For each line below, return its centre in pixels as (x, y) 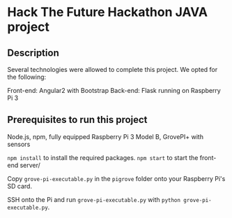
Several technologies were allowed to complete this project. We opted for (113, 70)
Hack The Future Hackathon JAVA (107, 12)
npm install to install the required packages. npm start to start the (103, 157)
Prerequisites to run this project (77, 120)
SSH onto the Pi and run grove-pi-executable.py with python (94, 199)
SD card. (20, 186)
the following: (27, 77)
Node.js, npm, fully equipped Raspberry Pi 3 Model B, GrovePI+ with (106, 136)
